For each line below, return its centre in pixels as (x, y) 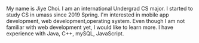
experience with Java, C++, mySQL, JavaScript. (65, 34)
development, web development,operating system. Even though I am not (96, 21)
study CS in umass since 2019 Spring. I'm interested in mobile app (88, 15)
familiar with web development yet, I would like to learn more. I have (90, 27)
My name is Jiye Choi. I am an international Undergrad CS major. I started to (99, 9)
